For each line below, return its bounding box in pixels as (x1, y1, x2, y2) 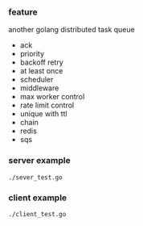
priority (19, 49, 45, 59)
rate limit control (19, 100, 75, 111)
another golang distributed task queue (8, 25, 135, 35)
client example (8, 192, 67, 203)
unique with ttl (19, 109, 67, 119)
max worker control (19, 92, 85, 102)
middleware (19, 83, 59, 93)
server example (8, 155, 71, 166)
